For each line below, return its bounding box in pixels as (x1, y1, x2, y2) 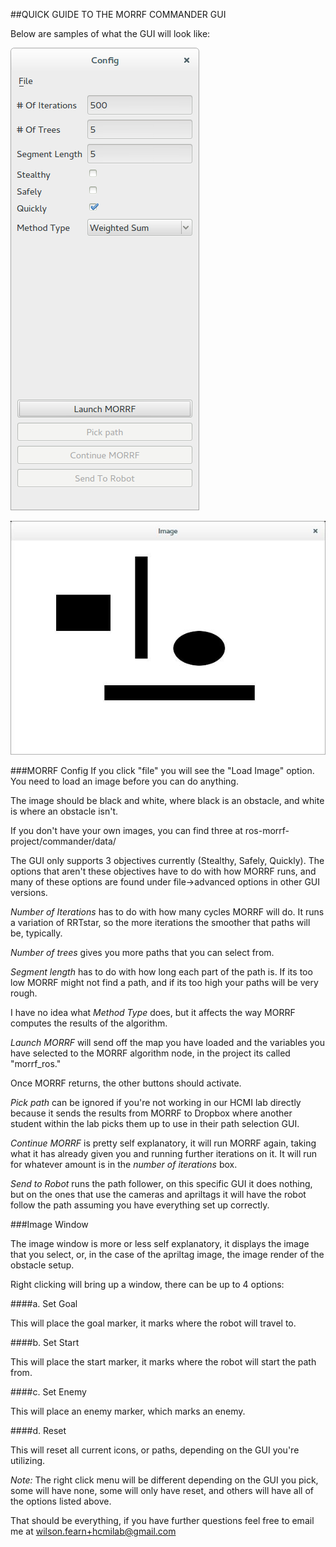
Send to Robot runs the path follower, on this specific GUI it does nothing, (10, 1177, 313, 1189)
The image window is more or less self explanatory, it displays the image (10, 1237, 310, 1249)
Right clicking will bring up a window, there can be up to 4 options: (10, 1278, 285, 1290)
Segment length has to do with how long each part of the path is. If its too (10, 965, 313, 978)
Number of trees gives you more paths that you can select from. (10, 946, 275, 958)
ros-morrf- (244, 824, 290, 836)
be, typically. (10, 927, 63, 939)
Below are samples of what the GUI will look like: (10, 28, 211, 39)
